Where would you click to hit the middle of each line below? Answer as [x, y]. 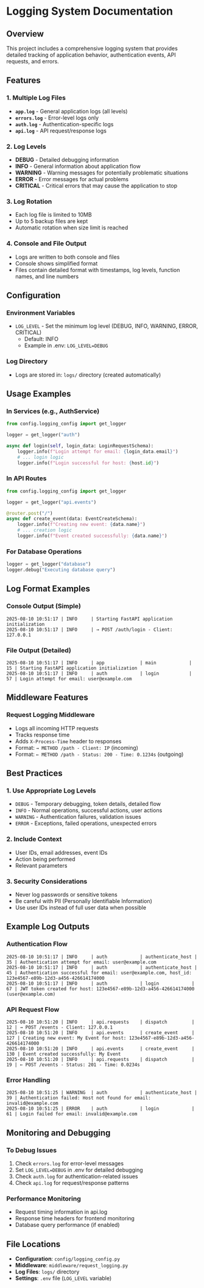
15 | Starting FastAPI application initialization [72, 668]
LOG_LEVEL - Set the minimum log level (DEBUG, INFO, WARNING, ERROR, [107, 326]
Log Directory [27, 361]
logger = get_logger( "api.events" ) [51, 502]
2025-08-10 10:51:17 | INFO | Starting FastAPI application [90, 619]
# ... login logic [40, 457]
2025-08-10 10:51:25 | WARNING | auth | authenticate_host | [102, 1093]
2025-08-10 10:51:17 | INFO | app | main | [99, 663]
